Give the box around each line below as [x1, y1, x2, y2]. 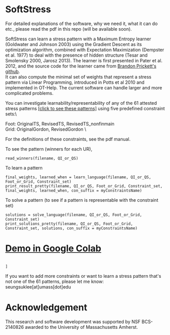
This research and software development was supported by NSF [5, 318, 141, 325]
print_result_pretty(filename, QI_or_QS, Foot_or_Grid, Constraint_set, [5, 183, 163, 188]
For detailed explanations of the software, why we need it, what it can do [5, 20, 158, 27]
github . [5, 68, 20, 75]
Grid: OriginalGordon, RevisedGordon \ [5, 126, 87, 132]
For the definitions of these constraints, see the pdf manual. [5, 136, 131, 142]
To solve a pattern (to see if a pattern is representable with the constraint [5, 197, 159, 203]
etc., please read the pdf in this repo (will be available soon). [5, 26, 132, 32]
